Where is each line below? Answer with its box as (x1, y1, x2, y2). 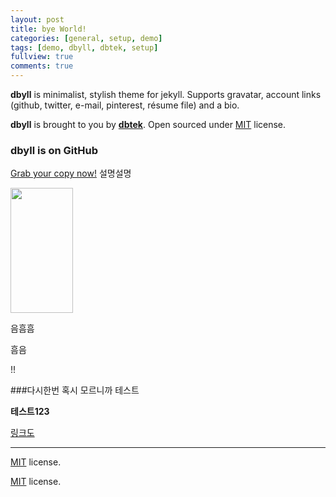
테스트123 (10, 406, 50, 418)
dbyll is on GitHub (10, 143, 98, 157)
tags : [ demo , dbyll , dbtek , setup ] (10, 42, 159, 53)
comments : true (10, 61, 74, 71)
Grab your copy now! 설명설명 (10, 167, 132, 180)
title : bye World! (10, 24, 87, 34)
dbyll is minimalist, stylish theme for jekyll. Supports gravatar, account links (10, 89, 322, 100)
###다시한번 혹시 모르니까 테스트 (10, 384, 140, 396)
